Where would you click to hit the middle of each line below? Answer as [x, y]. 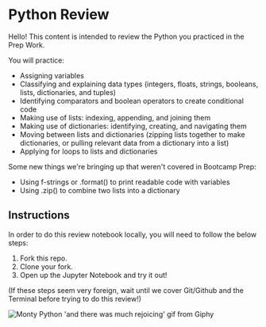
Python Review [59, 15]
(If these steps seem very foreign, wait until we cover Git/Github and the [126, 290]
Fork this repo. [43, 258]
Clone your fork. [46, 266]
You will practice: [37, 60]
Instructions [39, 215]
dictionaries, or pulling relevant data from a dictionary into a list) [124, 143]
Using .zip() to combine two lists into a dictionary [100, 190]
